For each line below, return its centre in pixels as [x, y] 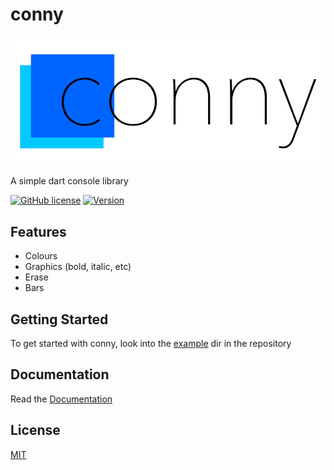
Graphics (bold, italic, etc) [78, 267]
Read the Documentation [61, 399]
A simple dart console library [69, 181]
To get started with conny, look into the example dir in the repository [151, 344]
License [35, 430]
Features [38, 231]
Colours [41, 256]
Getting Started [59, 319]
